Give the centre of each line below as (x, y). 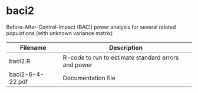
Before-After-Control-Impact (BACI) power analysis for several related (91, 27)
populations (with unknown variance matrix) (60, 33)
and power (77, 64)
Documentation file (89, 78)
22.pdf (19, 81)
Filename (33, 47)
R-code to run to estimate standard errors (121, 57)
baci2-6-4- (27, 74)
